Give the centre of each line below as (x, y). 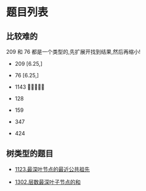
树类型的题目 (30, 154)
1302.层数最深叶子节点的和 (48, 182)
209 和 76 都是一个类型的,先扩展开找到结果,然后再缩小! (74, 52)
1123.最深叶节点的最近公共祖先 (52, 169)
